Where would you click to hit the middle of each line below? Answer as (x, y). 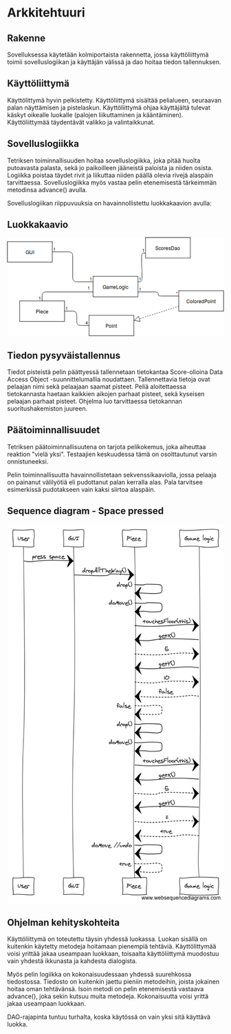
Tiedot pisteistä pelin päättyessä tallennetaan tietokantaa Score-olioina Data (115, 372)
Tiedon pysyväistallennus (64, 355)
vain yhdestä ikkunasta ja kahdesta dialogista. (72, 961)
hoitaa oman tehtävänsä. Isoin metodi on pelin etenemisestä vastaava (106, 989)
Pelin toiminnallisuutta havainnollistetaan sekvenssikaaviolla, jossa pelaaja (112, 475)
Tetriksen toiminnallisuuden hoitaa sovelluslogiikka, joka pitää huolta (104, 161)
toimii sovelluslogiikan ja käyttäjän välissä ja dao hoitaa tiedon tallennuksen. (114, 62)
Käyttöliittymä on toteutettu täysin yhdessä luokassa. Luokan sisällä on (107, 939)
